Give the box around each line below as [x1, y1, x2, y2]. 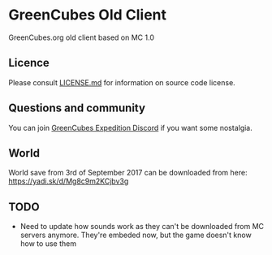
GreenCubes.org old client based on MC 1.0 [8, 32, 154, 42]
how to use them [19, 239, 77, 249]
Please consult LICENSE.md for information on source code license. [8, 77, 235, 87]
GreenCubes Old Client [8, 6, 167, 24]
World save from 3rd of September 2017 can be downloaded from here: [8, 168, 248, 178]
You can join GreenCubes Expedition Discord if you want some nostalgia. [8, 123, 253, 132]
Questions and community [8, 102, 146, 115]
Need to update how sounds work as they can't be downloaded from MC [19, 222, 265, 231]
